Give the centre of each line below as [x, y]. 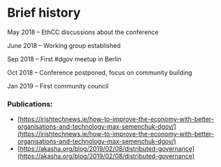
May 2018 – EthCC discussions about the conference [83, 32]
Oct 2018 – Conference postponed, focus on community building [100, 72]
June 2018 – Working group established [64, 45]
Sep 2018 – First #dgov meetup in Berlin [64, 59]
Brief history [44, 13]
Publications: [30, 104]
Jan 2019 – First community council [58, 86]
